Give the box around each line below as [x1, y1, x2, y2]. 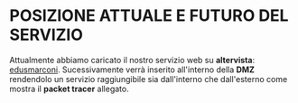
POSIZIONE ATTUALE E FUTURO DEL [9, 5, 289, 26]
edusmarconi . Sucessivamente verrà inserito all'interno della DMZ [9, 64, 256, 75]
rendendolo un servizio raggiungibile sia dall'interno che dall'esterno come [9, 73, 288, 84]
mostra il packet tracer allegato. [9, 83, 129, 94]
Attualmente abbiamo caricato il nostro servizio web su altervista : [9, 54, 256, 65]
